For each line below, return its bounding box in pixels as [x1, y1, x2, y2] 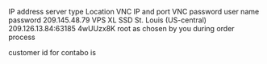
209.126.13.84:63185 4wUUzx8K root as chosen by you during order [8, 24, 236, 33]
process [8, 32, 35, 42]
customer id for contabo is [8, 48, 97, 57]
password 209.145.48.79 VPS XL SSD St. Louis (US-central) [8, 15, 207, 25]
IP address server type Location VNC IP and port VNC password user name [8, 7, 260, 16]
